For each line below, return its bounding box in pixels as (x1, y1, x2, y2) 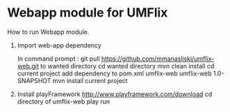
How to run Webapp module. (7, 28, 90, 36)
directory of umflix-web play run (17, 97, 110, 105)
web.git (17, 62, 40, 70)
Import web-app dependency (17, 41, 102, 49)
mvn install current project (52, 76, 128, 84)
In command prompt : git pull (17, 54, 100, 63)
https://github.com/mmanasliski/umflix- (101, 54, 215, 63)
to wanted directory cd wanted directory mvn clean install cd (40, 62, 215, 70)
